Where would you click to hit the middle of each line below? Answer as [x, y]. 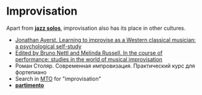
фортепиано [31, 72]
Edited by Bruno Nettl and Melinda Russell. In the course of [89, 52]
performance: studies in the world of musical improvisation [89, 59]
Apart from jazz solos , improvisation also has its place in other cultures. [96, 28]
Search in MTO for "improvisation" [58, 79]
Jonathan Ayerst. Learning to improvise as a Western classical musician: [105, 40]
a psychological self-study [48, 46]
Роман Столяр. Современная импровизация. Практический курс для [105, 66]
